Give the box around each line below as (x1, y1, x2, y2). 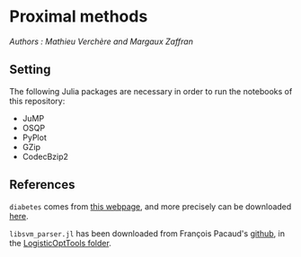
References (9, 177, 75, 192)
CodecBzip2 (22, 151, 69, 162)
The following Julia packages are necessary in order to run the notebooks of (9, 85, 293, 96)
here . (9, 210, 29, 221)
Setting (9, 62, 51, 77)
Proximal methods (9, 6, 148, 27)
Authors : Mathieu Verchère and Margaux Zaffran (9, 36, 193, 47)
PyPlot (22, 132, 47, 143)
